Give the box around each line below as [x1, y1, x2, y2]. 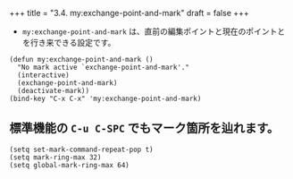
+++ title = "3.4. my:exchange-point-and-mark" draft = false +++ [9, 8, 250, 18]
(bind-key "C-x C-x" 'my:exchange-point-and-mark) [9, 94, 202, 103]
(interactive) [17, 71, 70, 80]
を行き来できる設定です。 [21, 38, 116, 47]
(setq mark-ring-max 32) [9, 152, 102, 162]
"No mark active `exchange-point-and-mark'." [17, 63, 190, 72]
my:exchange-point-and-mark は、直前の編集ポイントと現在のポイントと [21, 26, 286, 37]
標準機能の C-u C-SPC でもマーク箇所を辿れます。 [9, 121, 280, 136]
